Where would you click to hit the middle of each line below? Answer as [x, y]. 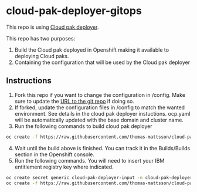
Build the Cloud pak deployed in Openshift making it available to [91, 50]
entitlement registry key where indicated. [64, 167]
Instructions [29, 81]
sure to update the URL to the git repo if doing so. [74, 101]
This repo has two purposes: [41, 38]
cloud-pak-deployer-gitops [74, 11]
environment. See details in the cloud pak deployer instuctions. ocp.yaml [102, 113]
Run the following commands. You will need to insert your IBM [89, 160]
